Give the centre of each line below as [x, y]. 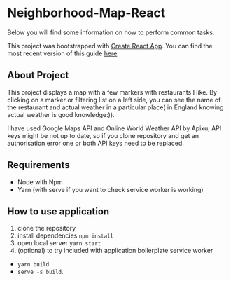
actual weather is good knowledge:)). [61, 114]
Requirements [38, 165]
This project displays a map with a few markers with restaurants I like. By [112, 92]
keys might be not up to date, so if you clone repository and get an [103, 135]
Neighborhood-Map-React [86, 13]
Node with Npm [40, 182]
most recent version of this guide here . [63, 53]
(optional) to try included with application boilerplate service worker [115, 251]
